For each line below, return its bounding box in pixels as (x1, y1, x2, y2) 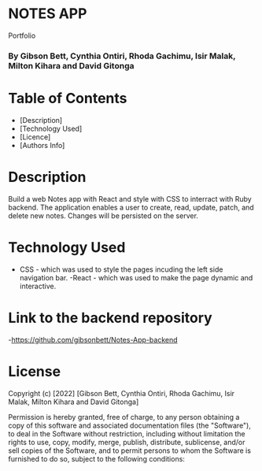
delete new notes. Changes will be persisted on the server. (8, 210, 199, 221)
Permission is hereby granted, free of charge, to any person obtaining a (8, 412, 240, 421)
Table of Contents (8, 90, 127, 107)
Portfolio (8, 31, 36, 40)
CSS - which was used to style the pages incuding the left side (19, 265, 223, 274)
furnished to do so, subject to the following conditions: (8, 454, 185, 463)
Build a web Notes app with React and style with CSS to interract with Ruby (8, 194, 252, 203)
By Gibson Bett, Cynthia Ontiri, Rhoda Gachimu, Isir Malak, (8, 50, 236, 61)
